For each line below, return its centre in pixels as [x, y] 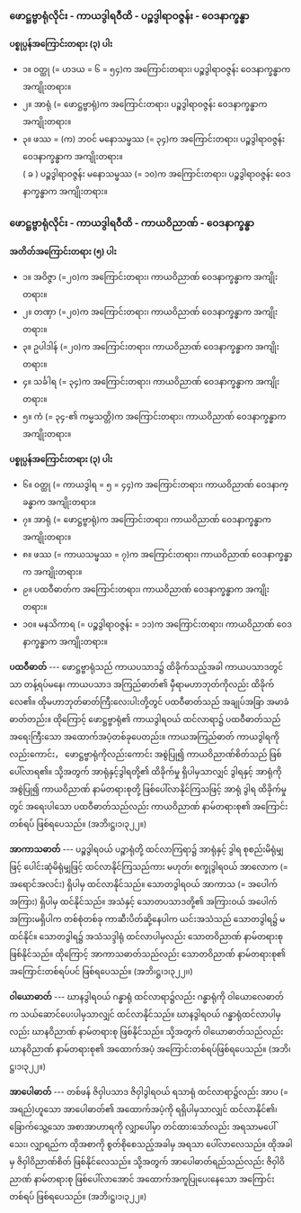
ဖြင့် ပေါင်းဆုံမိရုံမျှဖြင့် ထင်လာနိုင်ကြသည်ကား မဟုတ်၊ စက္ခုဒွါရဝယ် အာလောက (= [149, 866]
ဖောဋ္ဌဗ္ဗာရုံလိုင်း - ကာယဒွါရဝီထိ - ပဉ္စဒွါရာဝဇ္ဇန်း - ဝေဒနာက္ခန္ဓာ [129, 15]
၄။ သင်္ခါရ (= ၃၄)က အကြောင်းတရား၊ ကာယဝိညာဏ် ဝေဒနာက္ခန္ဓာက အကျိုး [151, 381]
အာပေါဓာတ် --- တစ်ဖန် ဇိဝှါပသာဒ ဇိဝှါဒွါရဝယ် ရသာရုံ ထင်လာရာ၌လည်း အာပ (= [149, 1091]
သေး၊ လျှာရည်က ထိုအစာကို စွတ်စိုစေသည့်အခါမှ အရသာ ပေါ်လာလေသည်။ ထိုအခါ [151, 1144]
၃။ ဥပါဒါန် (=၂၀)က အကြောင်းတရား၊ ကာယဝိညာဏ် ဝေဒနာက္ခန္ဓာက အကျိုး [151, 346]
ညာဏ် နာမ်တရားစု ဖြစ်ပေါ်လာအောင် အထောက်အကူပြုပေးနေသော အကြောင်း [142, 1179]
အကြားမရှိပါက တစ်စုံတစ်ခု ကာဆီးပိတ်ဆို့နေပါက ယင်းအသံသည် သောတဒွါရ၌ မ [147, 919]
